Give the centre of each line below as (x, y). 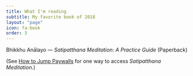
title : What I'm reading (36, 11)
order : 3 (17, 33)
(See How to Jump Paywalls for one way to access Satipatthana (84, 61)
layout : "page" (25, 22)
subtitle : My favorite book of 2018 (51, 17)
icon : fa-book (23, 28)
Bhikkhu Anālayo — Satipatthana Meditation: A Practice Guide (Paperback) (97, 50)
